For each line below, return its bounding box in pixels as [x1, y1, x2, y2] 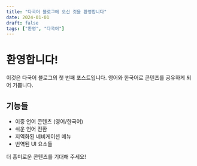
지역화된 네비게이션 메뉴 [14, 133, 72, 140]
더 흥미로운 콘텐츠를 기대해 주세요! [6, 153, 86, 160]
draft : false [6, 20, 39, 26]
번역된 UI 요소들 [14, 140, 53, 147]
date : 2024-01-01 [6, 14, 50, 20]
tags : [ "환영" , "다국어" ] [6, 25, 65, 32]
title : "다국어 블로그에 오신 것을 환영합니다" [6, 8, 107, 15]
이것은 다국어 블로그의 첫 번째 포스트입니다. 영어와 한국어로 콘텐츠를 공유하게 [6, 74, 186, 82]
